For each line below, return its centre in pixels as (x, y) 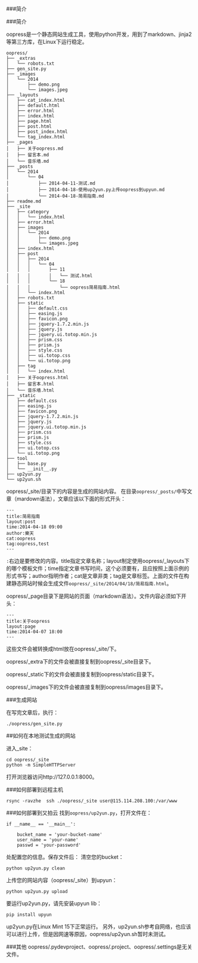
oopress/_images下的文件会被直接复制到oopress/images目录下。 (86, 687)
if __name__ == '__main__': (41, 824)
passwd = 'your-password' (49, 845)
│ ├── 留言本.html (30, 384)
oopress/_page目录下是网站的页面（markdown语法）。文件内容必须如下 (94, 596)
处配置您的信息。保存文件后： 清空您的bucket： (65, 857)
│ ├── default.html (33, 105)
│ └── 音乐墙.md (28, 161)
